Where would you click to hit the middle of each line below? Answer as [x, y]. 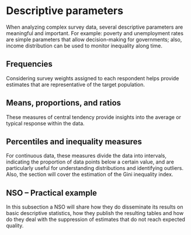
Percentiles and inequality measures [74, 142]
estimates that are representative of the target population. [75, 84]
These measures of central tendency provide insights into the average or [94, 117]
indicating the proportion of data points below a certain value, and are [90, 162]
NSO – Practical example [52, 193]
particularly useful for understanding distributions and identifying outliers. [95, 168]
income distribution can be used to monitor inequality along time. [84, 46]
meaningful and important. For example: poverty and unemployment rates [95, 33]
